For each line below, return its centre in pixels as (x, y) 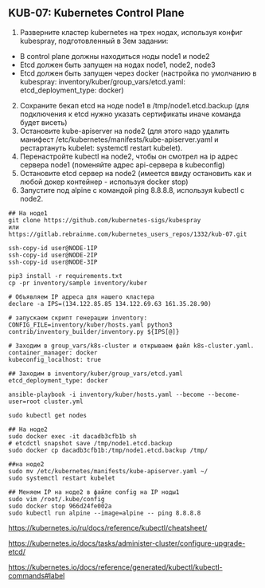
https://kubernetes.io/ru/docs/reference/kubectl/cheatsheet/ (108, 527)
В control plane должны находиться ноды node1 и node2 (115, 56)
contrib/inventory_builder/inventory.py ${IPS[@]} (94, 331)
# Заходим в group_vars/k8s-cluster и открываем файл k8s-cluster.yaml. (131, 346)
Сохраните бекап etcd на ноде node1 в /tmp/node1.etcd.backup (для (134, 105)
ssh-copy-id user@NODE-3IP (53, 262)
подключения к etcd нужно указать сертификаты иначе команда (130, 114)
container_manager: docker (53, 353)
